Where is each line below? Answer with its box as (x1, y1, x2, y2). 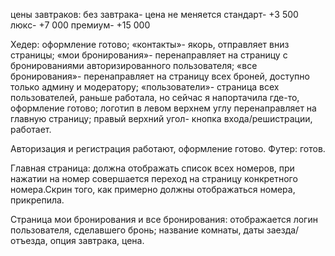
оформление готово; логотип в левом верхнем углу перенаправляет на (10, 102, 317, 114)
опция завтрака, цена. (49, 235, 145, 246)
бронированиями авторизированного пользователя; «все (10, 60, 258, 71)
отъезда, (10, 235, 48, 246)
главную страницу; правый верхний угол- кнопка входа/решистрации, (10, 113, 313, 124)
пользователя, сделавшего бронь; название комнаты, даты (10, 224, 265, 236)
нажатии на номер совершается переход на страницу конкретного (10, 173, 298, 184)
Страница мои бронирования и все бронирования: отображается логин (10, 214, 318, 225)
